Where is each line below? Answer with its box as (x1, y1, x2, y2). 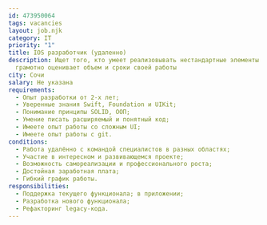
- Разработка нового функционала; (15, 197, 130, 205)
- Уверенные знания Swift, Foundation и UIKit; (15, 101, 177, 109)
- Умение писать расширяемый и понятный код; (15, 116, 170, 124)
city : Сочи (8, 71, 45, 79)
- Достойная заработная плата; (15, 168, 120, 176)
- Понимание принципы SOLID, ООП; (15, 109, 130, 116)
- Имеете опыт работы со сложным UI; (15, 123, 141, 131)
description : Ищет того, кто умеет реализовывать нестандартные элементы (8, 57, 260, 65)
